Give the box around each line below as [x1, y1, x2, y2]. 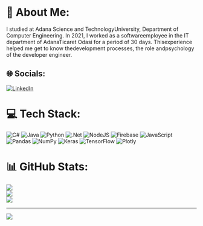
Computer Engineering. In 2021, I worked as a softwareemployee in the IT [6, 31, 189, 39]
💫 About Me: [6, 5, 70, 19]
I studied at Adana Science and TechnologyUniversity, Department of [6, 25, 179, 33]
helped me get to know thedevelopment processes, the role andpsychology [6, 45, 195, 52]
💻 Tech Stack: [6, 107, 81, 120]
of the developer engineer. [6, 51, 72, 58]
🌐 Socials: [6, 69, 46, 79]
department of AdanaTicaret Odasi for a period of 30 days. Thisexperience [6, 38, 193, 45]
